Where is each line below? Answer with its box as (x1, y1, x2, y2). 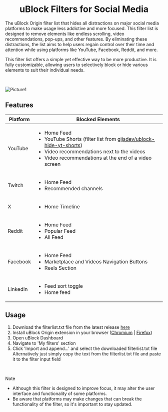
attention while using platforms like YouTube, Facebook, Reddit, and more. (5, 47, 158, 53)
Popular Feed (44, 227, 76, 234)
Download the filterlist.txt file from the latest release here (12, 324, 130, 330)
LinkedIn (7, 285, 28, 292)
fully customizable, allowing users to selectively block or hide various (5, 62, 148, 68)
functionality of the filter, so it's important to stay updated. (12, 401, 132, 407)
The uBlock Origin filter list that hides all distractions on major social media (5, 20, 159, 26)
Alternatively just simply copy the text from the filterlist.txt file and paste (12, 350, 161, 356)
